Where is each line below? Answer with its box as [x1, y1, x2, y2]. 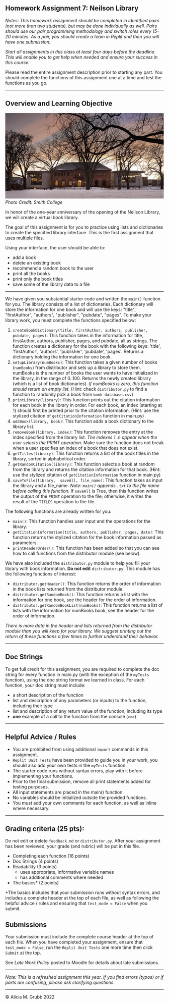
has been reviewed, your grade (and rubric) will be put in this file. [5, 843, 140, 850]
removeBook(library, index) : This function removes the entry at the [12, 429, 153, 435]
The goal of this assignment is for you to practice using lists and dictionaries [5, 224, 163, 230]
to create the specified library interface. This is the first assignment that [5, 230, 154, 235]
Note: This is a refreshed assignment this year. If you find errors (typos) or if [5, 974, 163, 980]
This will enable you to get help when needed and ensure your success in [5, 54, 158, 60]
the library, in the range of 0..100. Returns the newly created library [12, 376, 151, 381]
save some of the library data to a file [12, 281, 90, 287]
